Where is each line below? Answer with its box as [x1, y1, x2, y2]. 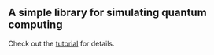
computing [8, 19, 63, 32]
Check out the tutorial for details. [8, 39, 115, 48]
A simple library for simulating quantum [8, 6, 207, 19]
